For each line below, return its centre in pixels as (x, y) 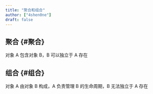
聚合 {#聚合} (25, 42)
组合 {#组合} (25, 73)
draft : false (19, 20)
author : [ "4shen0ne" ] (28, 15)
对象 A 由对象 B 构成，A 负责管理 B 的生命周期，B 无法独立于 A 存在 (77, 86)
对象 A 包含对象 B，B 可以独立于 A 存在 (47, 55)
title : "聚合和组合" (25, 10)
